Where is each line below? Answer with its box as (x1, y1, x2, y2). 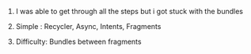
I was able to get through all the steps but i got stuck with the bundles (15, 7, 244, 16)
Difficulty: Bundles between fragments (15, 37, 142, 46)
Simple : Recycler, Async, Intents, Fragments (15, 22, 162, 31)
